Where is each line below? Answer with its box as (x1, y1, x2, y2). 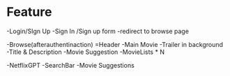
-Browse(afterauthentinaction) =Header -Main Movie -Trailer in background (6, 40, 224, 48)
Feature (6, 4, 52, 20)
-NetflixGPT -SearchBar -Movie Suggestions (6, 61, 135, 69)
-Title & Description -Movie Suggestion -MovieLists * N (6, 48, 165, 56)
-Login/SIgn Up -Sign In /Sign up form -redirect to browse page (6, 27, 190, 35)
